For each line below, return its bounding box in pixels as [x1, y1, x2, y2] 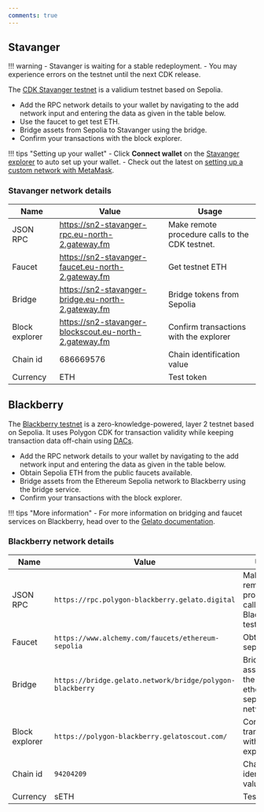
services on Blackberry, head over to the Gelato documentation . [8, 516, 215, 526]
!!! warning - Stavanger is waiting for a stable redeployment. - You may [8, 61, 237, 71]
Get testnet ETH [167, 261, 227, 272]
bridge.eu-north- [59, 293, 125, 304]
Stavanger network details [8, 186, 112, 197]
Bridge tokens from [167, 289, 240, 300]
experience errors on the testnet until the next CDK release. [8, 70, 201, 79]
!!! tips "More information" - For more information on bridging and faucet [8, 508, 243, 518]
